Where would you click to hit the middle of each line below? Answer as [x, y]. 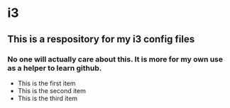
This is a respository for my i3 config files [101, 39]
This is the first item [46, 83]
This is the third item [48, 98]
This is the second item [52, 90]
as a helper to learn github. [55, 68]
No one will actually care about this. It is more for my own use [115, 59]
